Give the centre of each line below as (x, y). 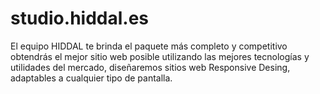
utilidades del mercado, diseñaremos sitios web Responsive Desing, (150, 67)
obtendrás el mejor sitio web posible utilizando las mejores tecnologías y (160, 56)
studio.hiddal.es (80, 18)
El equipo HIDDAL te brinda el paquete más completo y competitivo (149, 46)
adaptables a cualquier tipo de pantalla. (91, 78)
